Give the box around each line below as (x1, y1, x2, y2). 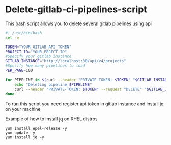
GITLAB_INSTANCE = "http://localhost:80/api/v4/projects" (5, 59, 126, 64)
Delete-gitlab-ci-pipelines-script (5, 4, 148, 15)
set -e (5, 35, 19, 40)
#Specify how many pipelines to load (5, 63, 85, 68)
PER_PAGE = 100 (5, 68, 33, 74)
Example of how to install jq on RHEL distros (5, 116, 98, 122)
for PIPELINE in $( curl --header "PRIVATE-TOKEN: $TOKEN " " (5, 77, 136, 82)
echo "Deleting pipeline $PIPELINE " (14, 82, 93, 87)
